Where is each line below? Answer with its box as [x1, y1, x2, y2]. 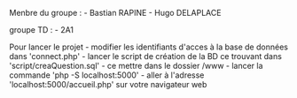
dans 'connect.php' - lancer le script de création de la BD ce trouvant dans [9, 51, 282, 61]
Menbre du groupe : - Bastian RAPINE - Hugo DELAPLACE [9, 8, 222, 18]
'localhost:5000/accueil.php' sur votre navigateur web [9, 79, 207, 89]
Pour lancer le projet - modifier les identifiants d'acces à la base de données [9, 41, 288, 52]
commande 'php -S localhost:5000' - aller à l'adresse [9, 70, 205, 80]
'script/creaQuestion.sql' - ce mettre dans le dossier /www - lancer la [9, 61, 263, 71]
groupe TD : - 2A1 [9, 25, 74, 34]
